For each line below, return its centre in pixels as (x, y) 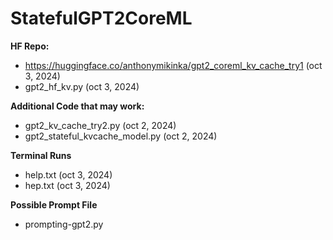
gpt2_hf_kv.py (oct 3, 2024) (82, 86)
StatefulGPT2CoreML (101, 18)
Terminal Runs (41, 155)
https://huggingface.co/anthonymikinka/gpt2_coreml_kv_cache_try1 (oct (173, 65)
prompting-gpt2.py (64, 224)
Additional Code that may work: (77, 106)
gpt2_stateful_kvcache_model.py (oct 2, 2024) (121, 136)
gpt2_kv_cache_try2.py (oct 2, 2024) (100, 125)
